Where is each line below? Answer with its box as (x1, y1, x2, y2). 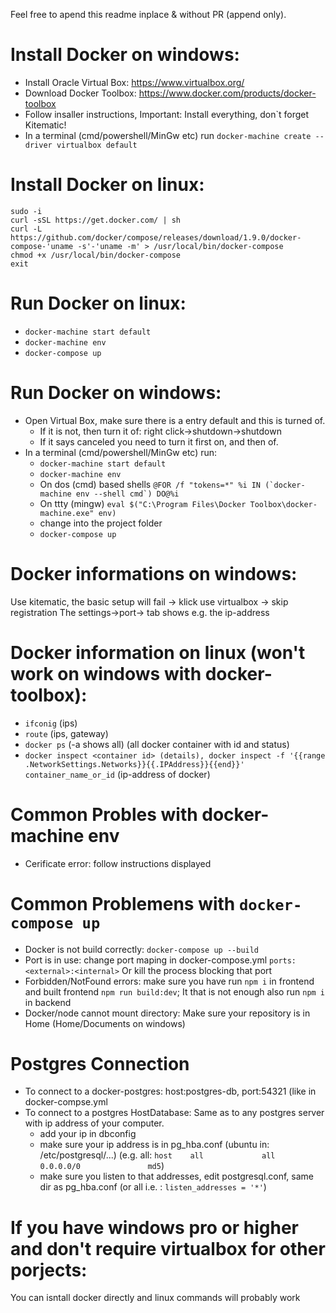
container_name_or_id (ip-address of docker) (24, 768, 211, 780)
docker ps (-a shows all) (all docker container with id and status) (24, 738, 290, 750)
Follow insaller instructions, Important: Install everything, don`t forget (24, 108, 310, 120)
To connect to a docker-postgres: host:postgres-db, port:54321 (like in (24, 1085, 317, 1098)
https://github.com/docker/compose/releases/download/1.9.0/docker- (10, 232, 302, 243)
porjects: (10, 1259, 88, 1281)
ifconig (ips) (24, 717, 78, 729)
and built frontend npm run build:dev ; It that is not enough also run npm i (24, 985, 326, 998)
